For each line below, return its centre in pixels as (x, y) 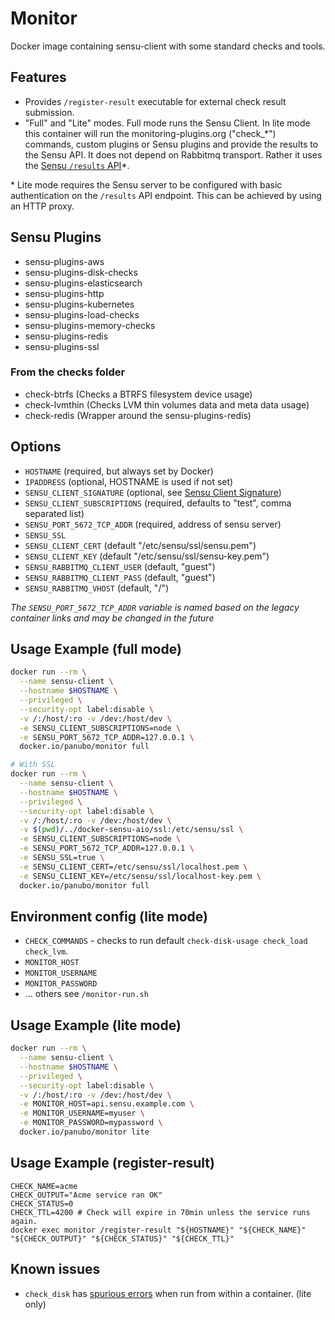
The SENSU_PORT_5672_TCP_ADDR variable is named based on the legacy (155, 607)
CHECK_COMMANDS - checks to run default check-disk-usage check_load (166, 941)
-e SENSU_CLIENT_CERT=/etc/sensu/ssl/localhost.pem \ (133, 867)
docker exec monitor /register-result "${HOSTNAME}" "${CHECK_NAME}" (158, 1230)
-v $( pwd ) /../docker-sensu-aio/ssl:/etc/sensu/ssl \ (131, 830)
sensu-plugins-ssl (62, 346)
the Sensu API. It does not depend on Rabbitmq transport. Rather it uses (173, 154)
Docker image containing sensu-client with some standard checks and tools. (168, 46)
